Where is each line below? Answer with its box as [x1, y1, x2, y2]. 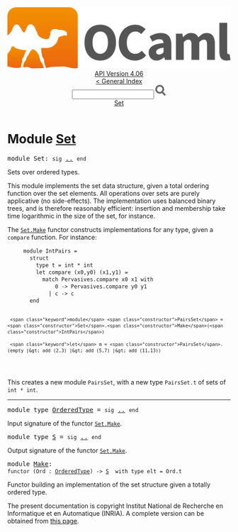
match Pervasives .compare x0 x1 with [42, 276, 154, 283]
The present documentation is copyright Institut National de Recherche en [7, 501, 223, 510]
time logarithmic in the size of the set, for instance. [7, 212, 156, 221]
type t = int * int [35, 262, 93, 269]
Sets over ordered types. [7, 168, 80, 177]
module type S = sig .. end [7, 433, 101, 440]
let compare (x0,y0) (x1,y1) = [35, 269, 129, 276]
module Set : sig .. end [7, 155, 86, 162]
